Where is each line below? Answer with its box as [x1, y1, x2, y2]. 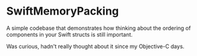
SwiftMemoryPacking [6, 4, 119, 18]
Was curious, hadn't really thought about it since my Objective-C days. [6, 43, 185, 50]
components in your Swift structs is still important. [6, 30, 133, 38]
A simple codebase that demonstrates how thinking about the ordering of [6, 24, 191, 32]
